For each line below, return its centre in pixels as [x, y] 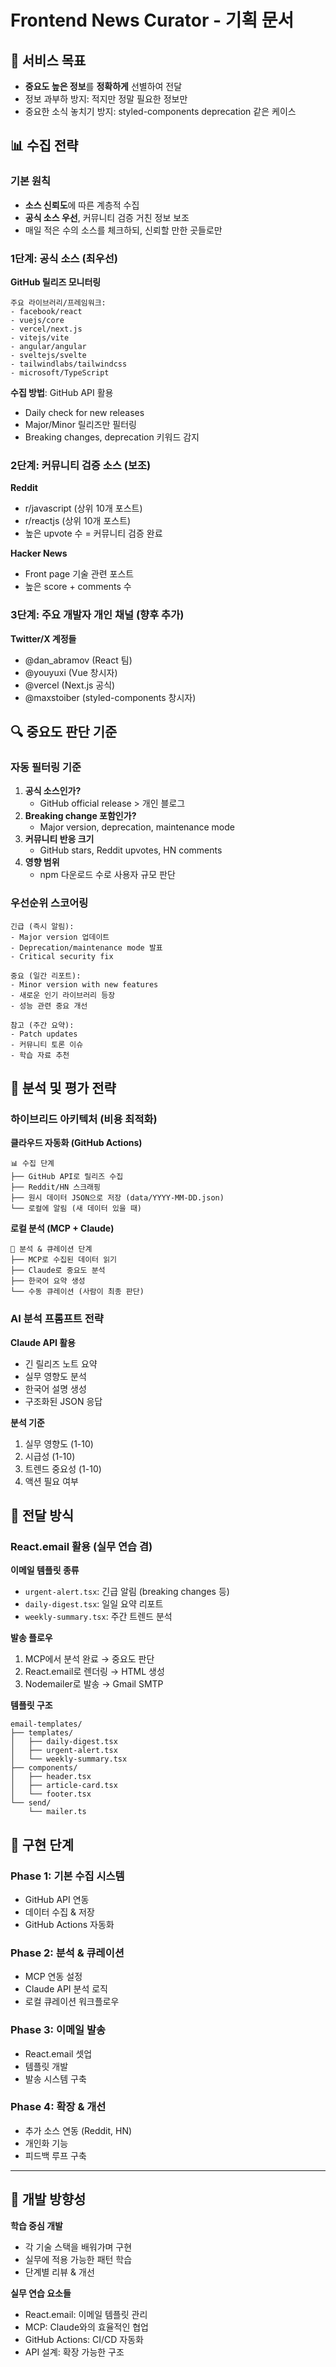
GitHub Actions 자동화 [69, 1924]
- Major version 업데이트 [60, 937]
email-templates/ [46, 1724]
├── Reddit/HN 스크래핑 [55, 1187]
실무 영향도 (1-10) [59, 1443]
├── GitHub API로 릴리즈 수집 [67, 1177]
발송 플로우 [31, 1638]
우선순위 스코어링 [49, 903]
